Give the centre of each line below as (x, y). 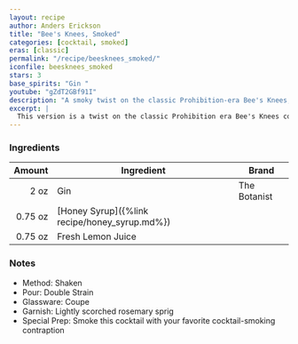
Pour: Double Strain (58, 292)
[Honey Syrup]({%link (103, 212)
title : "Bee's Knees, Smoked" (65, 34)
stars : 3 (25, 76)
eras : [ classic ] (39, 51)
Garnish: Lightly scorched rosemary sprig (98, 311)
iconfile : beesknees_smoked (61, 68)
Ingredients (35, 148)
